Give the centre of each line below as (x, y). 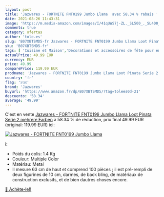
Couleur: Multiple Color (35, 159)
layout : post (18, 10)
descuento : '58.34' (25, 96)
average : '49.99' (23, 101)
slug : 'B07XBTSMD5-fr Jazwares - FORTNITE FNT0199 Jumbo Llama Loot (76, 42)
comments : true (20, 28)
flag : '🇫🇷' (17, 82)
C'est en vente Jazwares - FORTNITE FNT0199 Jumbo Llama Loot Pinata (78, 114)
